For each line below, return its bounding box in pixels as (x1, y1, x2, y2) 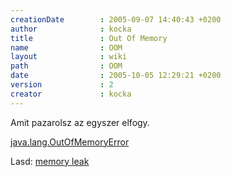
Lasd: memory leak (10, 155, 90, 167)
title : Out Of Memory (10, 33, 168, 43)
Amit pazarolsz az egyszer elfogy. (10, 116, 150, 128)
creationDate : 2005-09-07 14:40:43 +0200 (10, 14, 222, 25)
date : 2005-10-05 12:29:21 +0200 (10, 71, 222, 81)
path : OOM (10, 61, 123, 71)
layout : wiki (10, 52, 128, 62)
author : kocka (10, 24, 132, 34)
